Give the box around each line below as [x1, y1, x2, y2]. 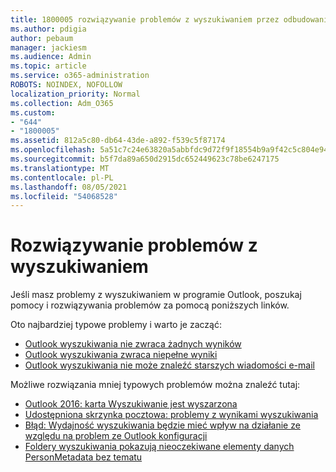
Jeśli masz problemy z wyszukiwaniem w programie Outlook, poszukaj [10, 289, 302, 301]
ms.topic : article [10, 61, 87, 71]
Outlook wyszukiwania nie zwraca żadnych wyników [24, 338, 242, 350]
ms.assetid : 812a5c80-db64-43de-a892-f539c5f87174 [10, 136, 226, 146]
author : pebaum [10, 33, 74, 43]
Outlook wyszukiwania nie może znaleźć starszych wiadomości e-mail [24, 359, 315, 371]
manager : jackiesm [10, 42, 87, 53]
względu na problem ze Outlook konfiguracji [24, 430, 208, 442]
